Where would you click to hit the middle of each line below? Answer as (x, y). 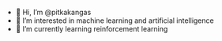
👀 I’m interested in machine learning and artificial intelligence (115, 20)
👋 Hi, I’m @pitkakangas (53, 12)
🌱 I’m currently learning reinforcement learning (92, 29)
